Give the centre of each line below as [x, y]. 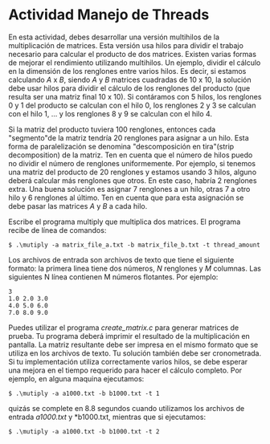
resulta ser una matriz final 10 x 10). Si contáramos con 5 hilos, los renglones [135, 96]
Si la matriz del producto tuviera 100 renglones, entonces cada [112, 129]
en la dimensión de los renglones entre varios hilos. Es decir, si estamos [127, 71]
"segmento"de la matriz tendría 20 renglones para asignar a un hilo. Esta [129, 137]
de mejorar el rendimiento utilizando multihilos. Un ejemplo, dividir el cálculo [135, 63]
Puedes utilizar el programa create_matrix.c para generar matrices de [124, 328]
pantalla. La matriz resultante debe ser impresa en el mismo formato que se [133, 344]
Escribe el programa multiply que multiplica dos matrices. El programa [125, 222]
